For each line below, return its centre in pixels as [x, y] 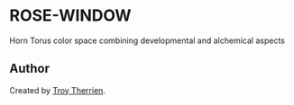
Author [29, 69]
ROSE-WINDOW [71, 16]
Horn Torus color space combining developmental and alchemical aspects [147, 40]
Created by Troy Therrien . [58, 90]
